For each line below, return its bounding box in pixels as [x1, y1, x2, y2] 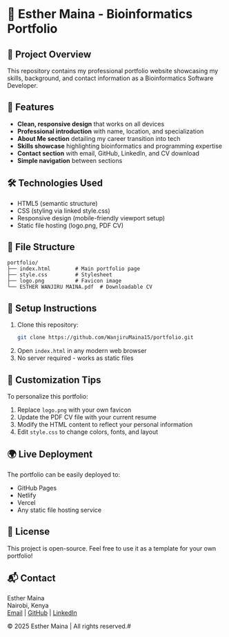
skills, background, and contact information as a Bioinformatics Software [7, 74, 214, 82]
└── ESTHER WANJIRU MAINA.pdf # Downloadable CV [7, 283, 153, 291]
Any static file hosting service [17, 506, 102, 514]
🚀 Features [7, 102, 54, 113]
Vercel [17, 498, 36, 506]
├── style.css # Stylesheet [7, 272, 112, 278]
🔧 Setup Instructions [7, 302, 97, 314]
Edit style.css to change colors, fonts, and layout [17, 428, 159, 436]
